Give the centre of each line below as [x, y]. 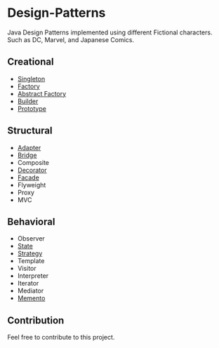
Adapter [29, 147]
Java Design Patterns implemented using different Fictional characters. [110, 32]
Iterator [28, 283]
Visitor [27, 269]
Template [31, 261]
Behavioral [31, 221]
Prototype [32, 108]
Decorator [32, 170]
